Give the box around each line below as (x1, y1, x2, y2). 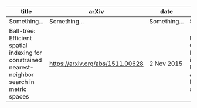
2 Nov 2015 (149, 60, 183, 68)
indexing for (9, 49, 42, 57)
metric (9, 85, 27, 93)
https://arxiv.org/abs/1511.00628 (49, 60, 144, 68)
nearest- (9, 64, 34, 71)
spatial (9, 41, 28, 49)
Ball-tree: (9, 27, 36, 34)
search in (9, 78, 35, 86)
